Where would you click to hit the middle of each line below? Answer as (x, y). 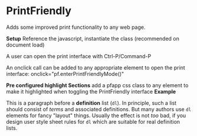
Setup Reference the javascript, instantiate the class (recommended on (93, 38)
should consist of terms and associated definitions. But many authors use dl (99, 109)
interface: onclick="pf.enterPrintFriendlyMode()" (65, 74)
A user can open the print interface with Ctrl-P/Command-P (79, 56)
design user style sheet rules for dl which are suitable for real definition (93, 121)
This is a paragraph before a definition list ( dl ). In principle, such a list (91, 103)
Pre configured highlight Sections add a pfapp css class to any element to (97, 85)
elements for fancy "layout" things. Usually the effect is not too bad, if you (96, 115)
